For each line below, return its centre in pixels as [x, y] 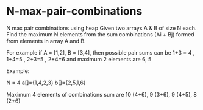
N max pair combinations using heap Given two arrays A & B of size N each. [101, 28]
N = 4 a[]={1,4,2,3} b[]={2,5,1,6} [46, 83]
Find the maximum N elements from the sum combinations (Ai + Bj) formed [100, 34]
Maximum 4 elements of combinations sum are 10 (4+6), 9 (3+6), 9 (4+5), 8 [101, 94]
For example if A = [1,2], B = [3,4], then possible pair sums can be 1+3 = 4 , [101, 52]
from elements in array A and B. [46, 41]
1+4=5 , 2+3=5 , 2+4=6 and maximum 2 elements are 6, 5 [79, 59]
